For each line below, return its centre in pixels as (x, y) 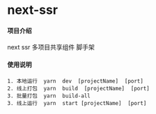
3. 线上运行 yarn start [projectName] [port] (77, 103)
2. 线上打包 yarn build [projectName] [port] (78, 88)
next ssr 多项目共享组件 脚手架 (51, 47)
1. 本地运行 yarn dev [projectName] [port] (76, 81)
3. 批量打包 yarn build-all (49, 96)
